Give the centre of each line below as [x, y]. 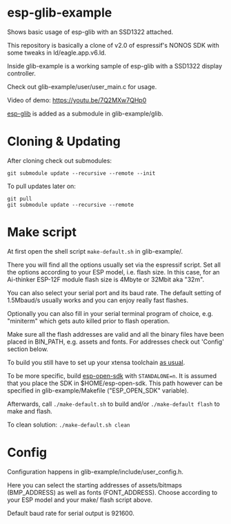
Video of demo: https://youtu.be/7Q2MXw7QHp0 [77, 100]
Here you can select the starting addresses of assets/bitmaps [95, 485]
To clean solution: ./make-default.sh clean [69, 424]
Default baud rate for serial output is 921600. [71, 513]
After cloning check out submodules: [60, 160]
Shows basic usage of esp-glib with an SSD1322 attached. [90, 32]
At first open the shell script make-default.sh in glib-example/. [95, 251]
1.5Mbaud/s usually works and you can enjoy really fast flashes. [98, 300]
